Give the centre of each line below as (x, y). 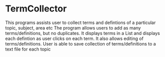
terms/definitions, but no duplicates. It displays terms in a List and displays (82, 33)
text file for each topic (28, 49)
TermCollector (36, 9)
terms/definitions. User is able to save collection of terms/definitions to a (80, 43)
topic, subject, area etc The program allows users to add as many (73, 27)
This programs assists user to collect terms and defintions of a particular (80, 22)
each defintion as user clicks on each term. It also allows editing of (74, 38)
